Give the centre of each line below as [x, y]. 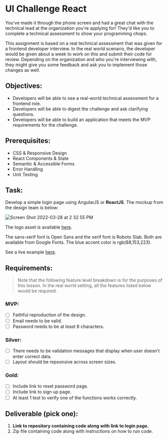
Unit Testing [25, 174]
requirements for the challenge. [45, 125]
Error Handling [28, 169]
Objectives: [24, 86]
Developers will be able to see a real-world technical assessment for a [86, 98]
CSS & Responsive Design [40, 153]
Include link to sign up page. [42, 392]
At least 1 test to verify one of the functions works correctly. [75, 398]
